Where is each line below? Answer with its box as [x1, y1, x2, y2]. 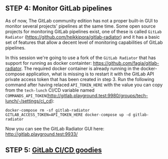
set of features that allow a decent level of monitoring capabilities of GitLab [5, 39, 163, 45]
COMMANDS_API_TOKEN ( [5, 92, 48, 98]
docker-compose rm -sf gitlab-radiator [5, 108, 90, 113]
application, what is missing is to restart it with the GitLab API [26, 71, 154, 77]
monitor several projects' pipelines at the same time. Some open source [5, 23, 156, 29]
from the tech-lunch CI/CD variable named [5, 87, 95, 93]
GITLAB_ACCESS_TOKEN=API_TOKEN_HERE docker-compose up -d [5, 112, 131, 117]
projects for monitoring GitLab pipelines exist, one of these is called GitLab [5, 28, 162, 35]
